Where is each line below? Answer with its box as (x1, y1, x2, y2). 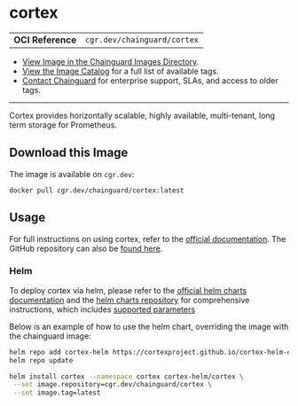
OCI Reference (13, 34, 77, 46)
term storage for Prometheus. (9, 119, 118, 130)
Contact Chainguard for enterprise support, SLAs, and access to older (21, 74, 278, 86)
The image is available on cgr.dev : (9, 168, 135, 179)
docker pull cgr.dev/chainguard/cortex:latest (9, 185, 184, 195)
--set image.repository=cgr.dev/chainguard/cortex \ (12, 380, 213, 389)
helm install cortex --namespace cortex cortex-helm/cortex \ (9, 371, 244, 381)
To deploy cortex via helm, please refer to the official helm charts (9, 285, 247, 295)
